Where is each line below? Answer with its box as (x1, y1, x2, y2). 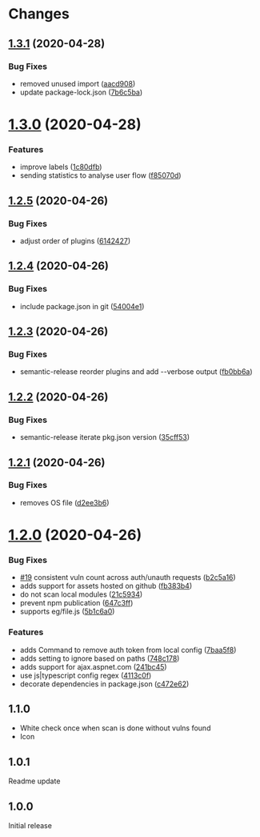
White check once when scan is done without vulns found (19, 723, 211, 733)
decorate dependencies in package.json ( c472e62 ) (19, 678, 190, 689)
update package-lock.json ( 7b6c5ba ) (19, 87, 143, 97)
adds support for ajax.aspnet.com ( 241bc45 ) (19, 662, 167, 671)
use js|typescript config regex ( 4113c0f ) (19, 670, 152, 680)
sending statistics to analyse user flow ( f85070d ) (19, 171, 182, 180)
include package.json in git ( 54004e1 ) (19, 301, 145, 311)
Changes (8, 5, 70, 23)
